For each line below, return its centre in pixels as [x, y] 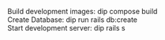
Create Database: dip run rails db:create [72, 20]
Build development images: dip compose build [82, 11]
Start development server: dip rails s [66, 28]
